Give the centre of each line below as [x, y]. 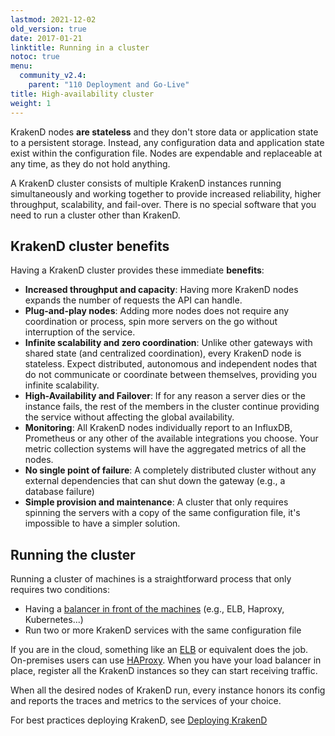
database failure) [59, 492]
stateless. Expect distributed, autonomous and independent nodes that [171, 364]
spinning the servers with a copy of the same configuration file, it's [162, 513]
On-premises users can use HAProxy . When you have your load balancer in [166, 660]
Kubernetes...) [54, 620]
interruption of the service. [80, 332]
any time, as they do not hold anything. [90, 163]
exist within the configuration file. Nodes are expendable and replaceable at [166, 153]
